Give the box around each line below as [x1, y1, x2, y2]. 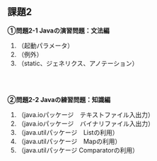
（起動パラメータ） [17, 41, 74, 50]
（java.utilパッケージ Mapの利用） [17, 137, 122, 145]
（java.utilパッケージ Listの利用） [17, 128, 119, 136]
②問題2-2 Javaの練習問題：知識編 [7, 95, 111, 104]
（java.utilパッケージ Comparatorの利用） [17, 145, 139, 154]
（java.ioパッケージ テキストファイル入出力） [17, 110, 154, 118]
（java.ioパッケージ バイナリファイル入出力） [17, 119, 154, 128]
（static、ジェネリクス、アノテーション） [17, 59, 139, 67]
